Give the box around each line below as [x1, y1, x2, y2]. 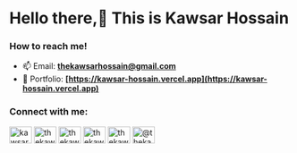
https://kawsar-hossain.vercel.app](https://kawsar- [68, 73, 268, 84]
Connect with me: [9, 106, 89, 118]
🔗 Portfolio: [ [21, 73, 69, 84]
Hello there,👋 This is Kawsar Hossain [9, 8, 289, 29]
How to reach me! [9, 40, 88, 53]
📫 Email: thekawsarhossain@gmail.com [21, 61, 176, 72]
